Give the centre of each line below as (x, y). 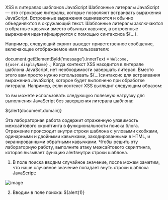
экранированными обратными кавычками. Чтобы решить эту (72, 142)
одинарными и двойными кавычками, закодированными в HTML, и (78, 136)
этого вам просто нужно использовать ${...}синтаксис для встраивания (83, 75)
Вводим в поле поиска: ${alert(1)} (49, 192)
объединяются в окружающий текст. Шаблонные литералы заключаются (84, 23)
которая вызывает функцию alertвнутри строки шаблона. (67, 152)
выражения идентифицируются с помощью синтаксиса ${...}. (72, 34)
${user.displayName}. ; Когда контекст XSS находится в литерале (75, 64)
